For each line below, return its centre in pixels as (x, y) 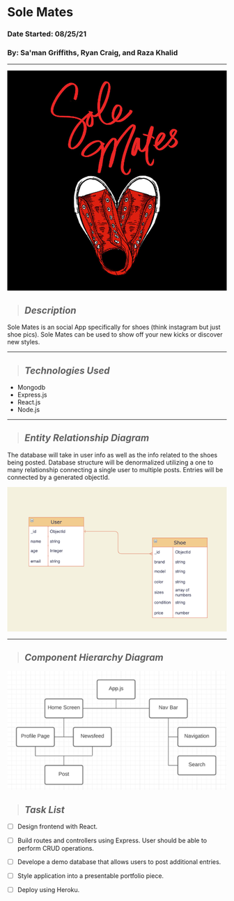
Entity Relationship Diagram (87, 438)
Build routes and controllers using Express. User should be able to (112, 841)
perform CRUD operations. (55, 849)
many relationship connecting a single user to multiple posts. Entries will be (115, 469)
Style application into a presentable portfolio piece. (91, 876)
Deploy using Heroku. (48, 890)
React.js (29, 402)
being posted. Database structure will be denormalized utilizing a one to (110, 462)
